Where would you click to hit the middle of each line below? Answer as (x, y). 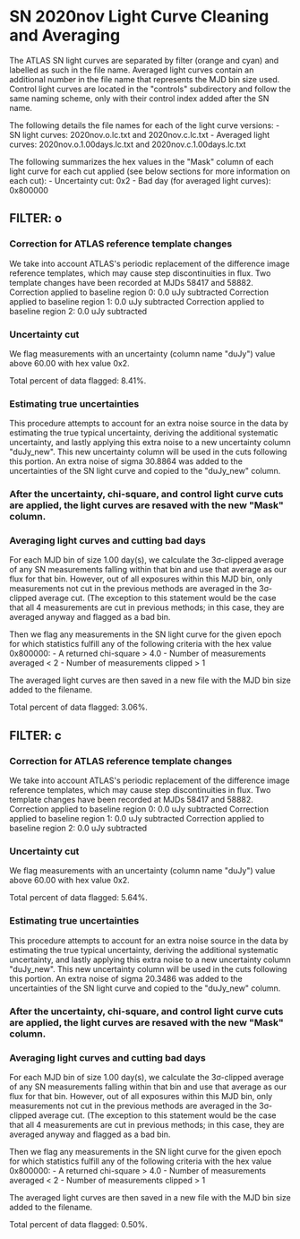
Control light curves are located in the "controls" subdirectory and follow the (150, 89)
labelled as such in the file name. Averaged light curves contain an (132, 70)
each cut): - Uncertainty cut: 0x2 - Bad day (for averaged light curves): (140, 180)
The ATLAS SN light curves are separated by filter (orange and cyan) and (144, 60)
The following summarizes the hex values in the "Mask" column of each (142, 161)
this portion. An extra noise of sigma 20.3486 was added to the (126, 978)
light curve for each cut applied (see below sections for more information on (150, 171)
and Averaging (65, 35)
